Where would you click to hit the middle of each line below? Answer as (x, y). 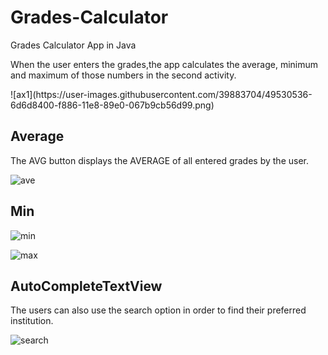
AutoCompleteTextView (86, 286)
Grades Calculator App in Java (73, 45)
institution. (32, 321)
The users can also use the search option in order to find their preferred (158, 310)
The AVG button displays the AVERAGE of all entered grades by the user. (159, 160)
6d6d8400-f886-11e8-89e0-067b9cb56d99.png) (112, 105)
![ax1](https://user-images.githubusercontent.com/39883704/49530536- (161, 94)
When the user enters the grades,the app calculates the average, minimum (164, 64)
